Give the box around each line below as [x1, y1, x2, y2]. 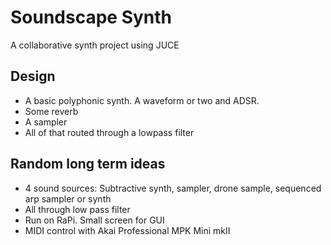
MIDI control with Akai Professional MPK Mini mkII [24, 224, 231, 236]
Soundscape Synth [10, 6, 173, 29]
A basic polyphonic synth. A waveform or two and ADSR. [24, 94, 260, 106]
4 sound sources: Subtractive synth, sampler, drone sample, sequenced [24, 182, 322, 194]
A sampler [24, 116, 68, 128]
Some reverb [24, 105, 79, 117]
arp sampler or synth [24, 192, 112, 205]
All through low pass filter [24, 203, 131, 215]
